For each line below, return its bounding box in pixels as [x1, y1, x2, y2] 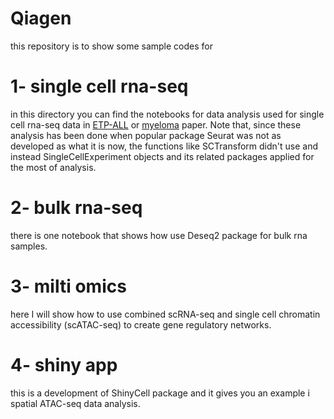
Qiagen [10, 7, 72, 30]
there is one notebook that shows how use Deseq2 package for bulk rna [10, 229, 308, 241]
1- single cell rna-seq [10, 75, 189, 98]
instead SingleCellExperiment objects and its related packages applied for [10, 150, 315, 162]
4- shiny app [10, 353, 118, 376]
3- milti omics [10, 275, 127, 297]
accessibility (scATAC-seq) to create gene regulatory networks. [10, 318, 272, 331]
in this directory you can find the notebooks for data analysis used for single [10, 108, 325, 120]
